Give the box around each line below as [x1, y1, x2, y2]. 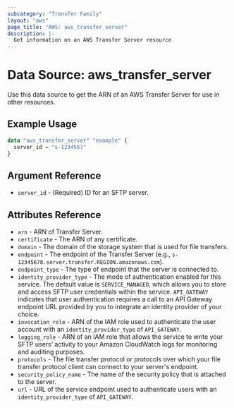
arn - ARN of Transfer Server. [17, 227, 104, 236]
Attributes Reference [7, 209, 101, 221]
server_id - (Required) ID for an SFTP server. [17, 188, 149, 197]
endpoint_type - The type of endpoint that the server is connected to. [17, 265, 219, 274]
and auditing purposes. [17, 347, 85, 356]
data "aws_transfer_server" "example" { [7, 137, 128, 144]
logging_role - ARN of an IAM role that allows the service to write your [17, 332, 223, 341]
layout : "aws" [7, 17, 49, 24]
